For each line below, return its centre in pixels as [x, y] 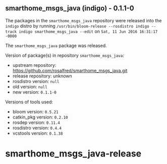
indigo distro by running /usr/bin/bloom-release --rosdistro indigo [77, 26]
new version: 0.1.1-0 [34, 92]
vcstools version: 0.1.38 [38, 133]
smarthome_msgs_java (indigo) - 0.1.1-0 [70, 8]
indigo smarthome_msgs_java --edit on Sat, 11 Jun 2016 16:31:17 [88, 31]
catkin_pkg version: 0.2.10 [40, 117]
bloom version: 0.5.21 [36, 111]
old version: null [30, 87]
